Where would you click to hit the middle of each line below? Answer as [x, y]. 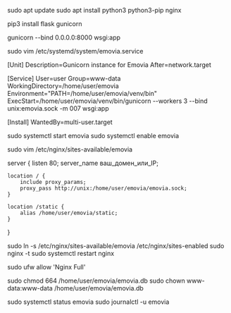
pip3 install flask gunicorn [45, 24]
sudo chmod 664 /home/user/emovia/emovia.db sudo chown [96, 281]
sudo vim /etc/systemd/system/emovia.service [75, 51]
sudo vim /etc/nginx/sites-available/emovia [70, 149]
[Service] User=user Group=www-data [64, 78]
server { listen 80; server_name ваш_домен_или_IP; [83, 163]
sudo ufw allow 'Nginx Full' [46, 267]
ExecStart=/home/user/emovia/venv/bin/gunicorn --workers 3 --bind [107, 101]
